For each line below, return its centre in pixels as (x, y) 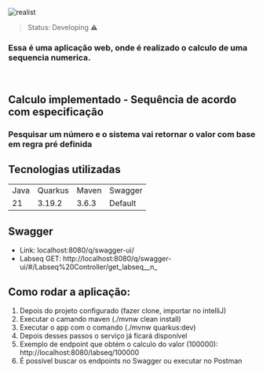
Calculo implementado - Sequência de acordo (122, 100)
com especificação (56, 111)
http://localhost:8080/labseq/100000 (79, 353)
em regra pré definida (50, 144)
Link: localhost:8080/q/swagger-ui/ (77, 250)
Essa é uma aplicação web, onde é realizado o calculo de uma (128, 47)
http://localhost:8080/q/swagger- (117, 259)
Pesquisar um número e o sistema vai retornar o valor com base (132, 134)
